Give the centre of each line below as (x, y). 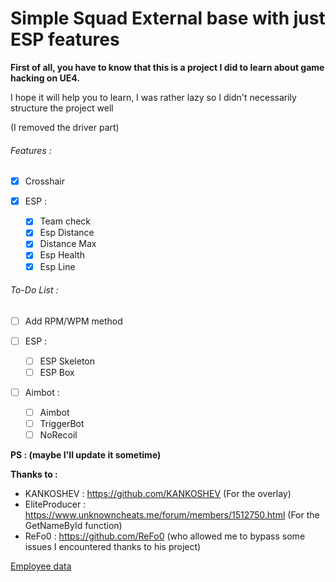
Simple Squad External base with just (168, 18)
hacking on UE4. (45, 78)
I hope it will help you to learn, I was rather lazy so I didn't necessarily (153, 97)
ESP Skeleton (67, 361)
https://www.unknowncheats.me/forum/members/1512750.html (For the (172, 515)
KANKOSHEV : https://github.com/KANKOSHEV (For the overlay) (158, 494)
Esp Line (57, 266)
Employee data (41, 566)
